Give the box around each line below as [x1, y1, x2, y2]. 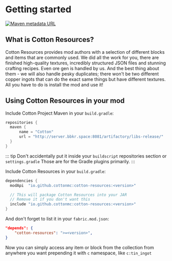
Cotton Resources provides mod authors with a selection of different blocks [5, 49, 165, 55]
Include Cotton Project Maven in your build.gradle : [5, 110, 114, 116]
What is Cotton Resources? [5, 35, 94, 44]
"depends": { [5, 226, 33, 231]
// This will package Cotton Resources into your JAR [10, 192, 127, 198]
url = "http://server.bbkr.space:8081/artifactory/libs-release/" [18, 134, 164, 139]
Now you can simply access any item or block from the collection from [5, 244, 155, 250]
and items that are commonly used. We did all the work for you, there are [5, 54, 159, 60]
